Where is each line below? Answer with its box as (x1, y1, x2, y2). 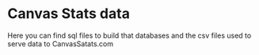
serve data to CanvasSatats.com (7, 38, 114, 48)
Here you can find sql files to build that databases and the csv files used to (7, 31, 252, 40)
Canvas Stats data (7, 5, 130, 23)
